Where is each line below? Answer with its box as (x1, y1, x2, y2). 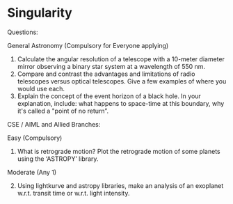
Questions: (7, 28, 38, 36)
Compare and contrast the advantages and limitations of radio (17, 70, 195, 78)
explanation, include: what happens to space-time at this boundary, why (17, 99, 225, 107)
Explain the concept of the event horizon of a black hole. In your (17, 92, 202, 100)
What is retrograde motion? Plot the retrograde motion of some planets (17, 147, 220, 155)
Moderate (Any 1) (7, 168, 57, 176)
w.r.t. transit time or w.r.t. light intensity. (17, 189, 130, 197)
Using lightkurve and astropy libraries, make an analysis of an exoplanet (17, 181, 224, 189)
